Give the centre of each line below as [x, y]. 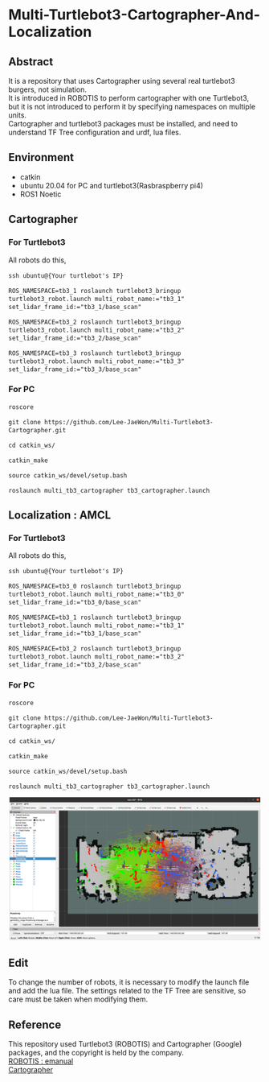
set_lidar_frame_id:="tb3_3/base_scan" [75, 369]
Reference [35, 1024]
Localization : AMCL [60, 516]
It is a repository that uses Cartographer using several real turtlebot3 [122, 81]
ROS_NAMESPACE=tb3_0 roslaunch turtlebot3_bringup [95, 586]
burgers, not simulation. [47, 89]
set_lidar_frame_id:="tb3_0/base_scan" [75, 603]
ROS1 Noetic [41, 194]
